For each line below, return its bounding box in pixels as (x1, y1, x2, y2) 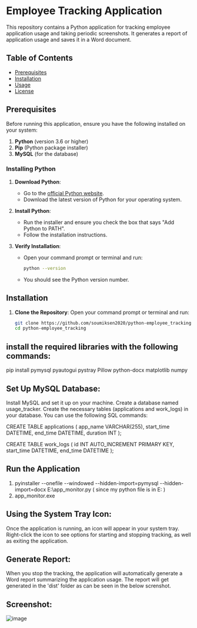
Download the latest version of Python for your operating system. (23, 196, 182, 203)
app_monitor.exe (14, 492, 55, 499)
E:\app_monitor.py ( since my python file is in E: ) (46, 486, 166, 493)
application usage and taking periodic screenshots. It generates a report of (6, 29, 188, 36)
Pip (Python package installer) (14, 144, 88, 151)
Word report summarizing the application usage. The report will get (6, 576, 169, 583)
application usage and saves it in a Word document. (6, 36, 132, 43)
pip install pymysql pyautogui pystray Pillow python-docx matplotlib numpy (6, 366, 188, 374)
